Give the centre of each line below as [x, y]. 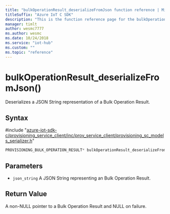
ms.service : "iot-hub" [29, 43]
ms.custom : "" [20, 48]
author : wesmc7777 [25, 29]
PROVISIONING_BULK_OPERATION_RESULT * [45, 150]
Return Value [26, 194]
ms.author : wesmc [24, 33]
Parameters [24, 166]
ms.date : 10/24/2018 [27, 38]
